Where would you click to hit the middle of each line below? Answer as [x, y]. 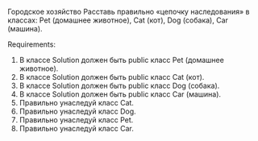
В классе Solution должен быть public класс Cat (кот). [112, 77]
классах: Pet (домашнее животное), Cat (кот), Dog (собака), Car [118, 20]
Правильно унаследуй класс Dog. [77, 111]
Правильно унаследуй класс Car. [76, 129]
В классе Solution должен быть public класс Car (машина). [120, 94]
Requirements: [31, 44]
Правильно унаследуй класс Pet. [76, 120]
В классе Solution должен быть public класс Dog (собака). [119, 85]
